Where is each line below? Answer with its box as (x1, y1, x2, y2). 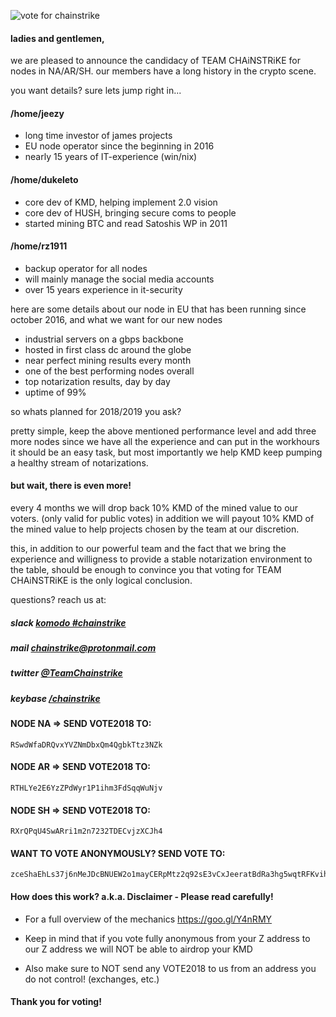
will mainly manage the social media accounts (24, 273, 215, 285)
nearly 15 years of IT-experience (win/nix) (24, 151, 198, 163)
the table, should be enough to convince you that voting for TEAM (10, 564, 282, 576)
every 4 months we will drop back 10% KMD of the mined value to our (10, 502, 299, 514)
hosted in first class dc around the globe (24, 343, 192, 355)
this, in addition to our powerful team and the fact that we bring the (10, 543, 287, 555)
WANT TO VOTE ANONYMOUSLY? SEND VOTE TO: (10, 847, 226, 859)
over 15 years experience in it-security (24, 283, 183, 295)
